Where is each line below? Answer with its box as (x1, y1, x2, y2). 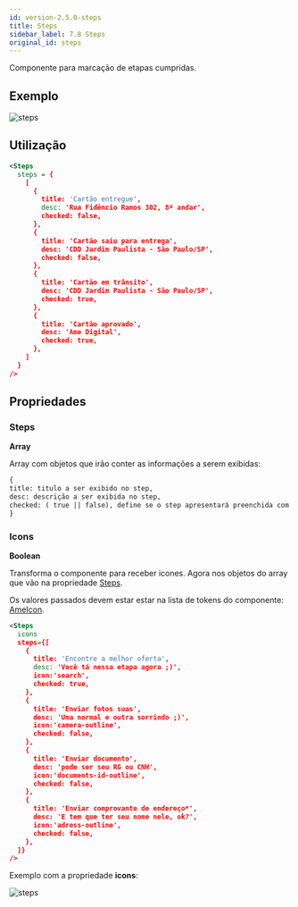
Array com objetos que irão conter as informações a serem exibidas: (9, 458, 261, 469)
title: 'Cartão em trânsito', (41, 278, 153, 287)
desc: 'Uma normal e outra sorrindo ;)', (32, 712, 190, 722)
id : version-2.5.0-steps (9, 13, 102, 22)
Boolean (9, 550, 41, 561)
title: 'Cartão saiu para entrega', (41, 236, 178, 246)
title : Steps (9, 21, 58, 30)
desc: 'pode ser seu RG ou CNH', (32, 762, 158, 771)
